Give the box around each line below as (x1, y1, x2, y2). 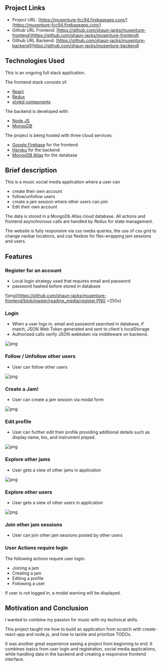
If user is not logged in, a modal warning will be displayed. (5, 590, 121, 595)
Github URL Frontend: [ (12, 27, 58, 33)
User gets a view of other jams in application (12, 467, 101, 473)
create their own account (12, 188, 63, 194)
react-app (5, 631, 25, 637)
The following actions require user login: (5, 556, 86, 561)
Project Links (5, 4, 46, 12)
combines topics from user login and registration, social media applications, (5, 646, 157, 652)
